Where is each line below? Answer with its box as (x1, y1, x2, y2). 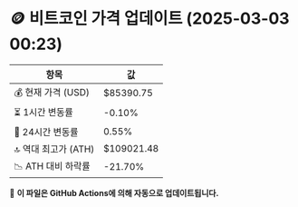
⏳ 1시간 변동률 (14, 105, 74, 118)
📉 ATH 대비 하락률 (14, 160, 91, 172)
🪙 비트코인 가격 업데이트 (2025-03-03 (9, 8, 290, 29)
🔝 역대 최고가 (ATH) (14, 143, 95, 155)
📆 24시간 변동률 (14, 125, 79, 138)
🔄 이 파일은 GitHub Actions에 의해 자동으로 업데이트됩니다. (9, 187, 219, 198)
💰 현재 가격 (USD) (14, 85, 91, 98)
